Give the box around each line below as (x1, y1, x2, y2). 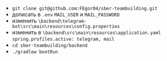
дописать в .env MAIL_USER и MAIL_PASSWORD (11, 11, 120, 18)
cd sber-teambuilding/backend (11, 42, 88, 48)
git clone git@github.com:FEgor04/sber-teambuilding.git (11, 5, 158, 11)
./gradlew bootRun (11, 49, 58, 55)
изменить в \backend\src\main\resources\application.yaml (11, 29, 161, 36)
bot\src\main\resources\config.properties (11, 23, 120, 29)
